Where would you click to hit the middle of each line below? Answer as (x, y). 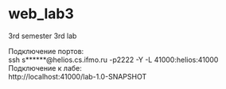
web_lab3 (41, 14)
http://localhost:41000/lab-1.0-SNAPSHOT (78, 76)
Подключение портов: (46, 51)
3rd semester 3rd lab (43, 36)
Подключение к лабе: (45, 68)
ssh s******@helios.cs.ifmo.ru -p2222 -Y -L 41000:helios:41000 (113, 60)
